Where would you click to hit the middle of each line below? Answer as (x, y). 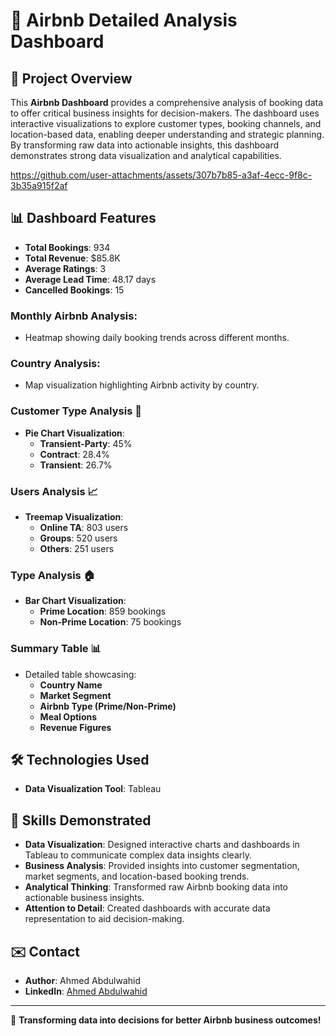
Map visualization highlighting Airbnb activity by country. (142, 385)
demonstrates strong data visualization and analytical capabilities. (146, 155)
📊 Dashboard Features (83, 218)
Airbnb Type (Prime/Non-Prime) (108, 706)
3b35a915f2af (39, 185)
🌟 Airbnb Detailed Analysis (124, 20)
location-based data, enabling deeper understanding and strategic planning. (167, 134)
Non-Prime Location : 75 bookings (110, 622)
